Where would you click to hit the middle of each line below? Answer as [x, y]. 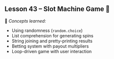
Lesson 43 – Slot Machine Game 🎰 [57, 9]
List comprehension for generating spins [53, 35]
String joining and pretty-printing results [52, 41]
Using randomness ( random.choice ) [47, 30]
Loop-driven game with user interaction [52, 51]
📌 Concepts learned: [25, 21]
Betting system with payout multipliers [50, 46]
